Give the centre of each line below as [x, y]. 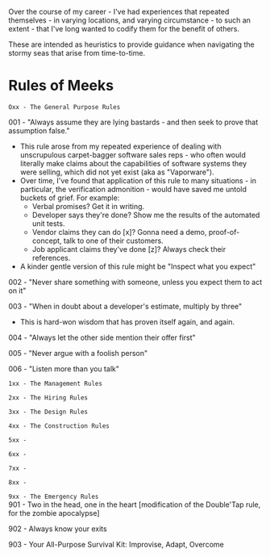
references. [51, 258]
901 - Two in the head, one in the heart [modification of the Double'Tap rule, [135, 505]
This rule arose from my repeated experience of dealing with [120, 146]
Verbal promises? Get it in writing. [88, 206]
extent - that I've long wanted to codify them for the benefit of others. [124, 29]
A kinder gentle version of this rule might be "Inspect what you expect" [138, 266]
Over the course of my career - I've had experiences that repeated [119, 12]
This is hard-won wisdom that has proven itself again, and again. [127, 321]
